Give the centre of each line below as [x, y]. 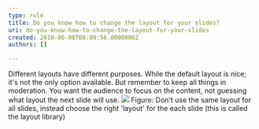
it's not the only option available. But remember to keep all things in [117, 83]
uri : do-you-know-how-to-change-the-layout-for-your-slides [109, 30]
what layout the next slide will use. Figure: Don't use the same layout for [130, 100]
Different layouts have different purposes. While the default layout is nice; [127, 74]
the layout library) [37, 117]
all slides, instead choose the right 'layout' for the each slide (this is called [128, 109]
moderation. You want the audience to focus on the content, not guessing [128, 90]
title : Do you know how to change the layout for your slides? [114, 23]
